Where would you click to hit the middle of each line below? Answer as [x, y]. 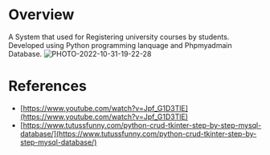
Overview [41, 15]
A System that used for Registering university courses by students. [119, 37]
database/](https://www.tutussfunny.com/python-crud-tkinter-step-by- [138, 133]
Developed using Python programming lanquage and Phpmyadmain [120, 45]
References [47, 86]
